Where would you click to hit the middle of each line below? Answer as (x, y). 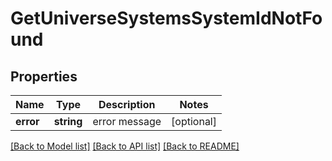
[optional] (194, 121)
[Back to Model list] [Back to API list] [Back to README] (125, 146)
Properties (44, 76)
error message (127, 121)
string (68, 121)
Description (127, 104)
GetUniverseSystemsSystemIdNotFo (166, 18)
